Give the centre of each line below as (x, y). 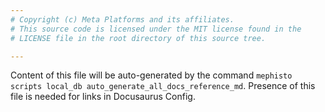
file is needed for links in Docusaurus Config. (103, 97)
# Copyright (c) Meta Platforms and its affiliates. (122, 19)
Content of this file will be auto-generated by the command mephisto (151, 75)
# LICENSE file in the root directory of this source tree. (138, 38)
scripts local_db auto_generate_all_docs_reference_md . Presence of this (163, 86)
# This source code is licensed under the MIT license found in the (156, 29)
